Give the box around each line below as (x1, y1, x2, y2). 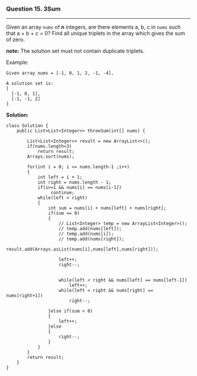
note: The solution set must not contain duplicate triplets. (6, 48, 145, 55)
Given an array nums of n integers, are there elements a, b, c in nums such (6, 24, 181, 31)
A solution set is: (6, 81, 54, 86)
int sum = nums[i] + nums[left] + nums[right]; (47, 205, 167, 211)
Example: (6, 59, 29, 66)
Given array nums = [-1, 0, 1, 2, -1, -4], (6, 70, 114, 76)
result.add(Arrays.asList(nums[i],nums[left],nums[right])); (6, 247, 159, 252)
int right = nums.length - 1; (37, 179, 111, 185)
